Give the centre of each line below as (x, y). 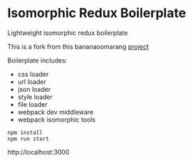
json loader (34, 89)
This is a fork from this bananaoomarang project (78, 46)
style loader (35, 97)
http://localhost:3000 (38, 152)
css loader (33, 74)
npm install (25, 132)
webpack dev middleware (56, 112)
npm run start (28, 139)
